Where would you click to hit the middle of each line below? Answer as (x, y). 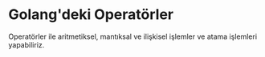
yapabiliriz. (26, 44)
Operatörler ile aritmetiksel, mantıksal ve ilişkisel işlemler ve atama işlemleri (133, 36)
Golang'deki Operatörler (91, 15)
